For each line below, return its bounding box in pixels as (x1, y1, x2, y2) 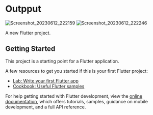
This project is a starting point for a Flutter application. (5, 58, 119, 64)
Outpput (5, 3, 42, 15)
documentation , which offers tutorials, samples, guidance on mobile (5, 98, 148, 104)
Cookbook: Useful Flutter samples (12, 83, 85, 89)
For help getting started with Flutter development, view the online (5, 93, 143, 99)
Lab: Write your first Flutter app (12, 77, 79, 84)
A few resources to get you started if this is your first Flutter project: (5, 68, 148, 74)
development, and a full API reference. (5, 104, 86, 110)
